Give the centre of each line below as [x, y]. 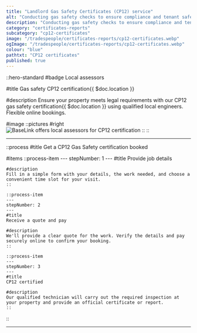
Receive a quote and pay [36, 220]
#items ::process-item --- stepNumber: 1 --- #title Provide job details [89, 158]
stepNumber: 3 [23, 266]
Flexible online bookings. [36, 113]
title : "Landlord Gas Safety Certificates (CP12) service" [80, 11]
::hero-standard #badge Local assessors [55, 77]
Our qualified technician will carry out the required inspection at [93, 297]
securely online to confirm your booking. [59, 241]
